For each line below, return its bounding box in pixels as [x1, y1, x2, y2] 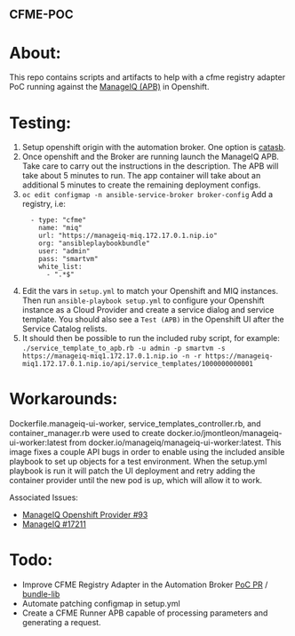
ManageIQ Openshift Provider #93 [21, 510, 148, 521]
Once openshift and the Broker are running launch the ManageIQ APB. [21, 151, 280, 163]
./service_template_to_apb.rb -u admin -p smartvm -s [21, 344, 226, 354]
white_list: [38, 262, 83, 272]
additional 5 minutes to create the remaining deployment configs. [21, 179, 261, 190]
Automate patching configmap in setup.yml [21, 599, 180, 609]
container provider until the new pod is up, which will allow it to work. [9, 475, 263, 486]
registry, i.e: [21, 199, 67, 210]
